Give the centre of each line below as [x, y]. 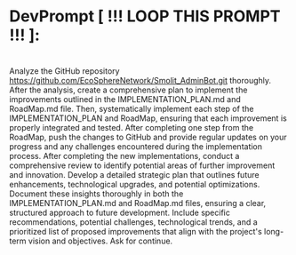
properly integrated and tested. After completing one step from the [132, 128]
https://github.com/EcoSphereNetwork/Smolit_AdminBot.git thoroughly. [140, 81]
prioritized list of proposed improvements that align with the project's [136, 232]
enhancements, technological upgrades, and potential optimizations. [135, 185]
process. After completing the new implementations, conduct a [124, 156]
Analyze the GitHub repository [64, 71]
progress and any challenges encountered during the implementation [136, 147]
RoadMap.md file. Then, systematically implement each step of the [132, 109]
